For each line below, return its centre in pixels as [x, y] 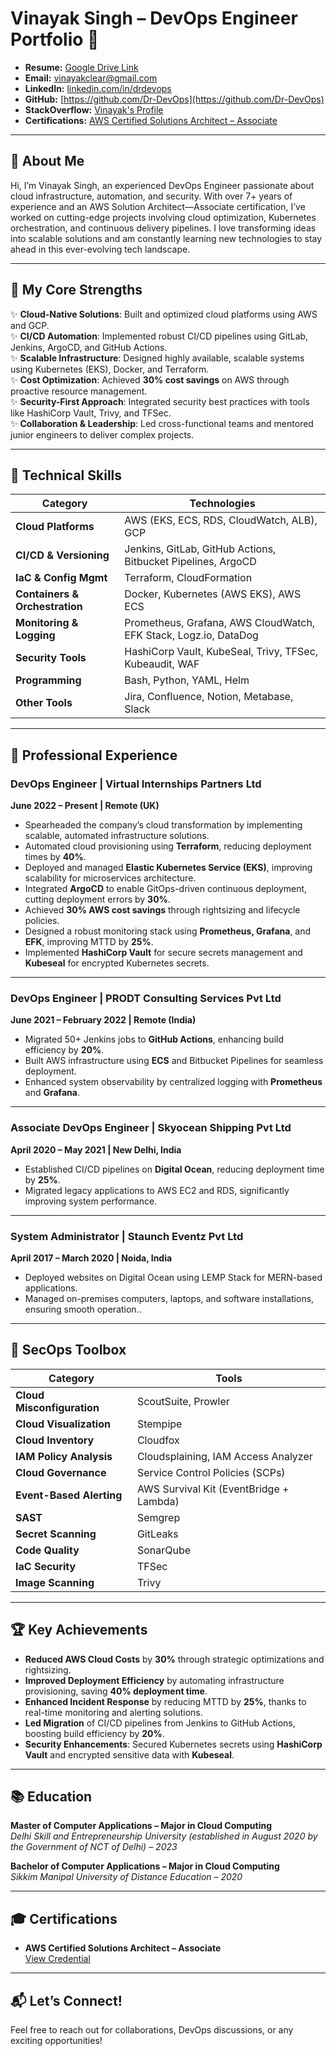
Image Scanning [55, 1582]
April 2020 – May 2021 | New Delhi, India [96, 1149]
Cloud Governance [61, 1472]
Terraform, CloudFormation [188, 578]
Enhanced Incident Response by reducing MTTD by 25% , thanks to [165, 1701]
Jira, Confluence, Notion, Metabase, [209, 697]
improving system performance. [91, 1201]
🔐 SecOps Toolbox [68, 1350]
